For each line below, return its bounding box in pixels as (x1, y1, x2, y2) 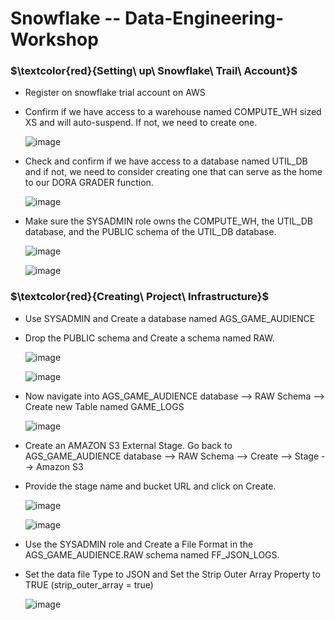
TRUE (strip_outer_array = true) (24, 578, 154, 591)
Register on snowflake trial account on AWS (24, 87, 206, 99)
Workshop (10, 28, 99, 51)
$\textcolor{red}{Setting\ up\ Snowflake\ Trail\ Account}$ (10, 64, 298, 78)
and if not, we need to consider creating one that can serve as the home (24, 166, 323, 178)
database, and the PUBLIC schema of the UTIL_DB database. (24, 226, 277, 238)
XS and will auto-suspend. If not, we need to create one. (24, 117, 258, 129)
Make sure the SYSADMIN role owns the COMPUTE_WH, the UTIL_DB (24, 215, 313, 227)
